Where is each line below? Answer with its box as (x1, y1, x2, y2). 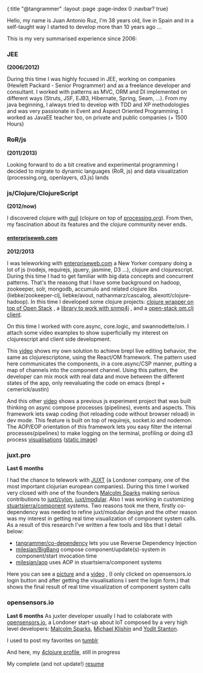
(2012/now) (7, 202, 37, 210)
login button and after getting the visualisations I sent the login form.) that (7, 577, 190, 584)
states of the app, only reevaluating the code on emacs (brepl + (7, 379, 166, 387)
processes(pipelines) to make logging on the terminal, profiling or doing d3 (7, 430, 193, 437)
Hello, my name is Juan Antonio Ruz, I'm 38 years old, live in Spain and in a (7, 17, 194, 24)
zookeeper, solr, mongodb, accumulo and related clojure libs (7, 285, 158, 292)
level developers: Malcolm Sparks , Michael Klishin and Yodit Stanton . (7, 625, 179, 632)
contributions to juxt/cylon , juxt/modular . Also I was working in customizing (7, 495, 194, 503)
